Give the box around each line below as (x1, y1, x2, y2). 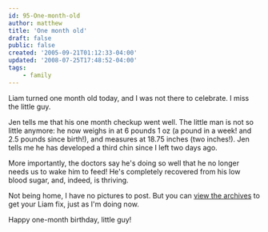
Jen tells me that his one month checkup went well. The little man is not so (8, 117, 254, 126)
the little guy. (8, 102, 51, 111)
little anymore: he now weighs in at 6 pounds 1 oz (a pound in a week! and (8, 126, 252, 135)
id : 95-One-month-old (8, 11, 81, 20)
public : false (8, 42, 56, 50)
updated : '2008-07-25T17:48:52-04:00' (8, 57, 138, 65)
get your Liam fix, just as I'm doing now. (8, 199, 140, 209)
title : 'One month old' (8, 26, 88, 34)
